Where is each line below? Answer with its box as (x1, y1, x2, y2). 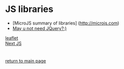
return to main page (5, 58, 46, 64)
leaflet (5, 35, 19, 41)
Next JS (5, 40, 22, 46)
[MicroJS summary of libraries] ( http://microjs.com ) (12, 20, 119, 26)
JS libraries (5, 3, 54, 15)
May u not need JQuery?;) (12, 25, 67, 31)
